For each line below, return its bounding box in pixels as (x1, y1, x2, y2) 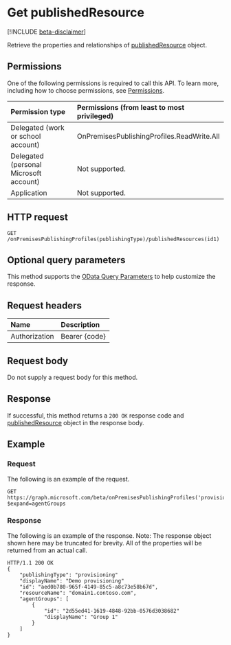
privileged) (76, 111, 114, 121)
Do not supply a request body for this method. (7, 373, 138, 381)
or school (10, 131, 41, 141)
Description (60, 320, 100, 330)
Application (10, 188, 47, 197)
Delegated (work (10, 122, 65, 132)
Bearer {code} (60, 332, 107, 341)
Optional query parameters (7, 254, 126, 266)
